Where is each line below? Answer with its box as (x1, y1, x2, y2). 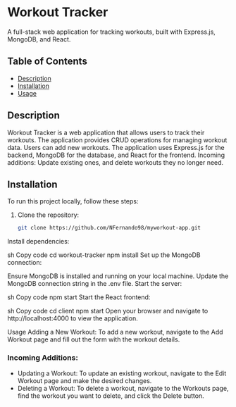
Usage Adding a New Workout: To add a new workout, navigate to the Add (7, 328, 223, 337)
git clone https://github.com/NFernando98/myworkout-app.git (17, 225, 201, 232)
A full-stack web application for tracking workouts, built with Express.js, (7, 27, 216, 36)
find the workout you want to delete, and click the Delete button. (17, 392, 204, 400)
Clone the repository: (17, 211, 80, 219)
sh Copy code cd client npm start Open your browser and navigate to (7, 307, 209, 315)
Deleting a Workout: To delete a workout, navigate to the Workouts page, (17, 384, 229, 392)
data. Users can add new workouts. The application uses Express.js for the (7, 143, 225, 151)
